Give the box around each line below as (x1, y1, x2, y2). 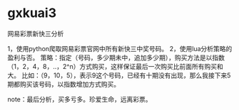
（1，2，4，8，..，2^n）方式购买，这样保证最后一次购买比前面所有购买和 (7, 62, 223, 70)
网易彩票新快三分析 (7, 29, 64, 38)
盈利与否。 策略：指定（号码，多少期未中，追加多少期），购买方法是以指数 (7, 53, 225, 62)
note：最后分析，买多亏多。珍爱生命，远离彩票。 (7, 94, 152, 104)
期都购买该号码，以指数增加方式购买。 (7, 79, 120, 88)
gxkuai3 (7, 5, 57, 21)
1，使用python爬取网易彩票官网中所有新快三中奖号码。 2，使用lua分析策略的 (7, 44, 233, 53)
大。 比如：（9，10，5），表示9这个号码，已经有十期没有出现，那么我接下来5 (7, 71, 231, 79)
